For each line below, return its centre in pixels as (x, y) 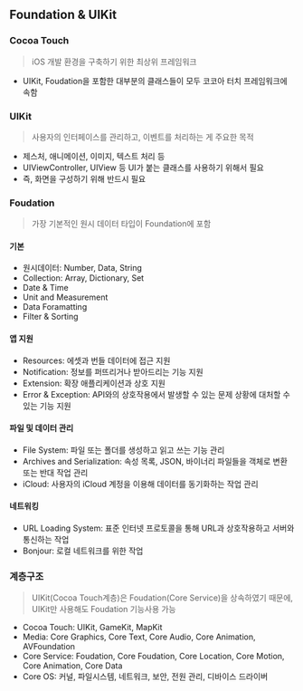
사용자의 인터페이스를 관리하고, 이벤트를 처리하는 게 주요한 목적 (143, 137)
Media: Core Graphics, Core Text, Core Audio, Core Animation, (139, 637)
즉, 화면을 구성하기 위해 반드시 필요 (84, 178)
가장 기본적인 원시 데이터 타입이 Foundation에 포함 (121, 224)
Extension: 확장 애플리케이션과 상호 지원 (94, 383)
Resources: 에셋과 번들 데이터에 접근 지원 (96, 360)
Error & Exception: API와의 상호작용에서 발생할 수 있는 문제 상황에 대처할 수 (156, 394)
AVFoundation (48, 647)
